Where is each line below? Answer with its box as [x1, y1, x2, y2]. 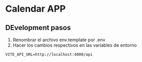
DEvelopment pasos [5, 23, 71, 32]
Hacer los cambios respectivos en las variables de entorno [12, 42, 137, 48]
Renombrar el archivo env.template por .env [12, 37, 106, 43]
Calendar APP [5, 3, 66, 15]
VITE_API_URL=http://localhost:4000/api [5, 52, 93, 57]
